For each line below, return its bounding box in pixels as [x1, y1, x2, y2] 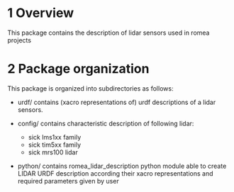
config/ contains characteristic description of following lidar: [17, 119, 194, 128]
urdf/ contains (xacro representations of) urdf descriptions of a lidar [17, 98, 216, 106]
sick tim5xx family [28, 140, 82, 149]
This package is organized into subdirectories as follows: [7, 84, 174, 93]
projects [7, 35, 32, 44]
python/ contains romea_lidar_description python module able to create [17, 162, 227, 170]
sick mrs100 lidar [28, 147, 78, 157]
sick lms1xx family [28, 132, 82, 141]
